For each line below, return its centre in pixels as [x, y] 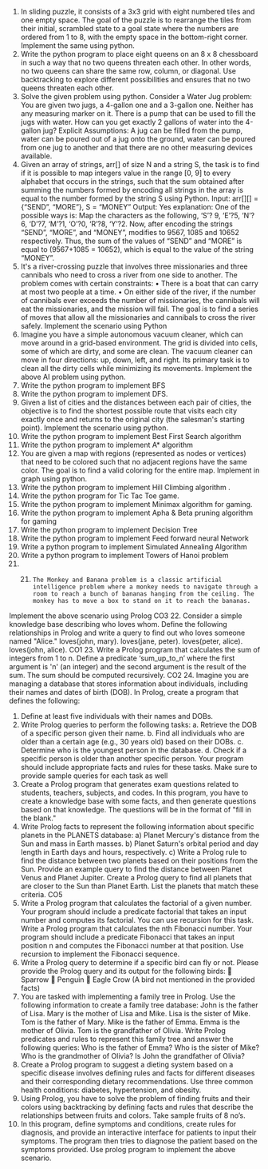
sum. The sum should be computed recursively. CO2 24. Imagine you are [129, 675]
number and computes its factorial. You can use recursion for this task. [137, 920]
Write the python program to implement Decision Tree [109, 530]
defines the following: [45, 700]
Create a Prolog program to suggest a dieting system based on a [127, 1064]
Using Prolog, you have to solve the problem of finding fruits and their [135, 1098]
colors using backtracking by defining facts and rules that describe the [137, 1107]
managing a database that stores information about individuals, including [128, 684]
